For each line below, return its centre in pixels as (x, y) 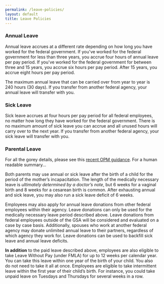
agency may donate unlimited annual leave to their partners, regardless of (79, 231)
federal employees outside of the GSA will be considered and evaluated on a (82, 220)
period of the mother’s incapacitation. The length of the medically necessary (82, 179)
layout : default (21, 14)
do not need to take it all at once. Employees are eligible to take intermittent (81, 266)
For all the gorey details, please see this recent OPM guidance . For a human (81, 160)
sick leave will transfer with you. (37, 136)
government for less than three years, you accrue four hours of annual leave (82, 57)
